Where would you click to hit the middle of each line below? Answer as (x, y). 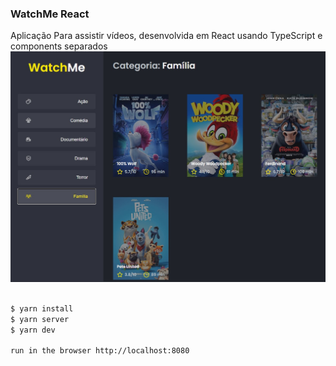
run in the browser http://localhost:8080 (100, 351)
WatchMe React (50, 14)
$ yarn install (42, 308)
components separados (59, 46)
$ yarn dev (33, 330)
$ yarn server (40, 319)
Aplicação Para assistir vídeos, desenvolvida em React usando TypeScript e (166, 36)
